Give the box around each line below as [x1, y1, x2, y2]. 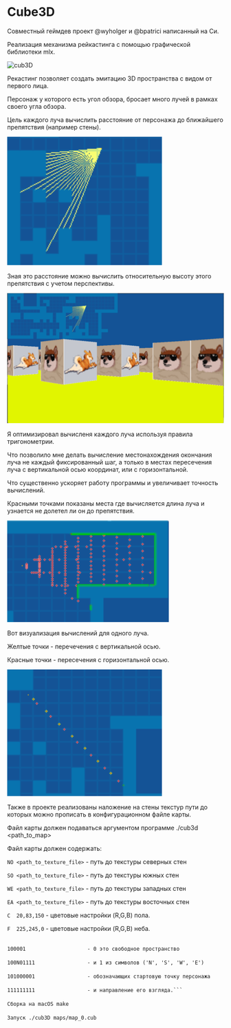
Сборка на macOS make [7, 1000, 69, 1008]
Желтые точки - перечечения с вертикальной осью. [7, 642, 161, 651]
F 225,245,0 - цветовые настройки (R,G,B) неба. [7, 925, 151, 933]
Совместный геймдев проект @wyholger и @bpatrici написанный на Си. [7, 27, 219, 35]
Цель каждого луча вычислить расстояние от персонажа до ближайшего [7, 115, 223, 124]
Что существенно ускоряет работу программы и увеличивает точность [7, 479, 219, 487]
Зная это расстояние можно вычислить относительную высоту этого [7, 271, 212, 280]
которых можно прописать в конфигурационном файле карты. [7, 810, 191, 819]
